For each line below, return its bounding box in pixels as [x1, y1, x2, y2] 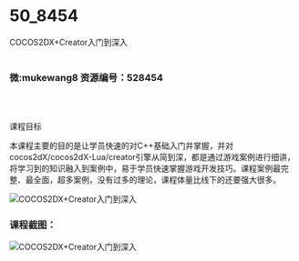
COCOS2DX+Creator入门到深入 [9, 36, 128, 47]
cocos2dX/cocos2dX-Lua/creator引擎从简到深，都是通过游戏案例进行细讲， [9, 152, 296, 163]
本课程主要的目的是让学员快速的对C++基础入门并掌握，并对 [9, 140, 234, 151]
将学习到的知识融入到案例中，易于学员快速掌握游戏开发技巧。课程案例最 [9, 163, 281, 174]
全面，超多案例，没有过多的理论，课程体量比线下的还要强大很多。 [33, 175, 281, 186]
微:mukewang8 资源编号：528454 [9, 71, 164, 84]
